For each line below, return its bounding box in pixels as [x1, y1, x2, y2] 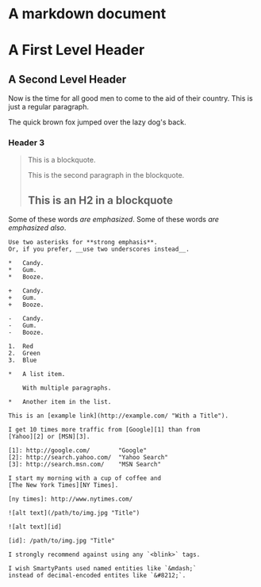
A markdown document [8, 5, 167, 23]
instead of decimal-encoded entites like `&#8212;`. [8, 572, 186, 580]
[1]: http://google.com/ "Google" [8, 447, 148, 455]
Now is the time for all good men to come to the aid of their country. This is [8, 94, 253, 103]
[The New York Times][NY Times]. [8, 481, 119, 489]
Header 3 [8, 137, 45, 148]
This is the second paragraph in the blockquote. [27, 171, 185, 180]
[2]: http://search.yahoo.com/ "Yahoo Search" [8, 454, 169, 462]
